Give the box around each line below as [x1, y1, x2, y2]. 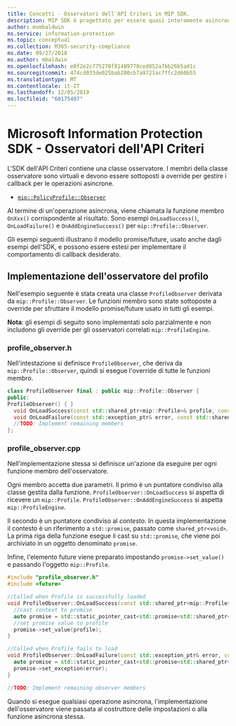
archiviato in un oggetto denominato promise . [7, 539, 138, 548]
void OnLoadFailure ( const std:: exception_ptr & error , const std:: [13, 414, 212, 421]
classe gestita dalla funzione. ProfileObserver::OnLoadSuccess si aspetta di [7, 488, 225, 497]
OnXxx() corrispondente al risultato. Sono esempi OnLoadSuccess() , [7, 214, 199, 222]
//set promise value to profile [13, 620, 109, 627]
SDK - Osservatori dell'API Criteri [7, 141, 205, 157]
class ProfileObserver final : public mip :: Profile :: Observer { [7, 388, 199, 395]
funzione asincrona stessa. [7, 712, 86, 720]
